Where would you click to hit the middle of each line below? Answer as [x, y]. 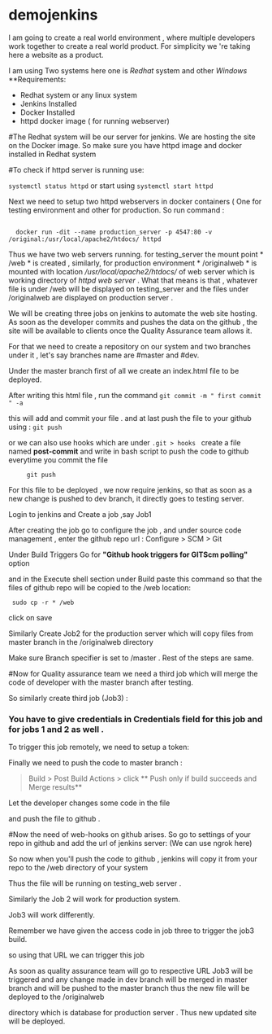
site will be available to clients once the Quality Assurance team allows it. [130, 331]
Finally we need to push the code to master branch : [95, 763]
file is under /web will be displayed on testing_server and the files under [129, 289]
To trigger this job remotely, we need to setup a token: [99, 747]
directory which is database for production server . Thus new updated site [133, 1013]
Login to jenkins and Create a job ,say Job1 [80, 514]
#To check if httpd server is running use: [76, 169]
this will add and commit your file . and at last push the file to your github [130, 418]
